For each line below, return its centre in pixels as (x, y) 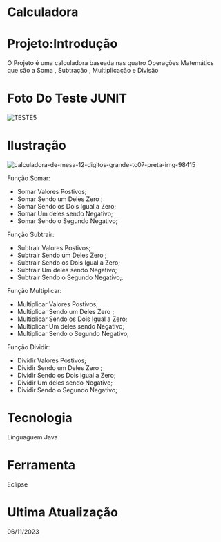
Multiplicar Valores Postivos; (58, 304)
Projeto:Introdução (63, 44)
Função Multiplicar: (35, 291)
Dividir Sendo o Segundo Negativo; (67, 390)
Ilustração (37, 146)
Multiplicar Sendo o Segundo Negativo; (73, 334)
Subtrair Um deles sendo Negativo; (67, 270)
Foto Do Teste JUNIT (67, 98)
